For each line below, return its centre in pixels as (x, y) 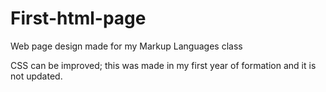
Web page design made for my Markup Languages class (126, 46)
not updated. (36, 76)
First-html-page (78, 18)
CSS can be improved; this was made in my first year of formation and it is (163, 65)
